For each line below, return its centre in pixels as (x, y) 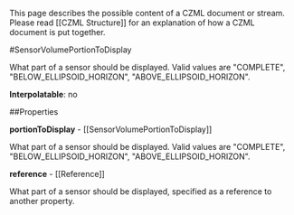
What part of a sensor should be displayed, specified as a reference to (141, 192)
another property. (42, 201)
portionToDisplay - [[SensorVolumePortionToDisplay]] (111, 129)
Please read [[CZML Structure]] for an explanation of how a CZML (132, 23)
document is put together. (57, 32)
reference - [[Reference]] (57, 174)
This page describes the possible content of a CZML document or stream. (147, 13)
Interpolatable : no (44, 94)
